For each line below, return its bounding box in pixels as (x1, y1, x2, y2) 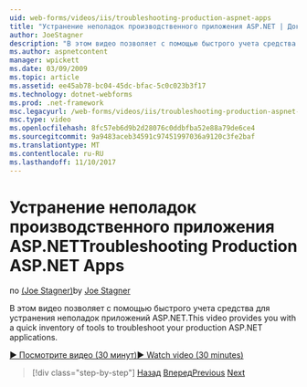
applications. (9, 332, 58, 343)
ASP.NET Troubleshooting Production (9, 235, 298, 256)
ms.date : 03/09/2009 (9, 65, 89, 74)
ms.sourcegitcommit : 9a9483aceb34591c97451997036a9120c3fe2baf (9, 132, 256, 141)
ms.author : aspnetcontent (9, 47, 108, 57)
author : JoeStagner (9, 30, 84, 39)
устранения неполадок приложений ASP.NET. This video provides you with (9, 312, 297, 324)
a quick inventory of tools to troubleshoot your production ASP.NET (9, 322, 263, 333)
